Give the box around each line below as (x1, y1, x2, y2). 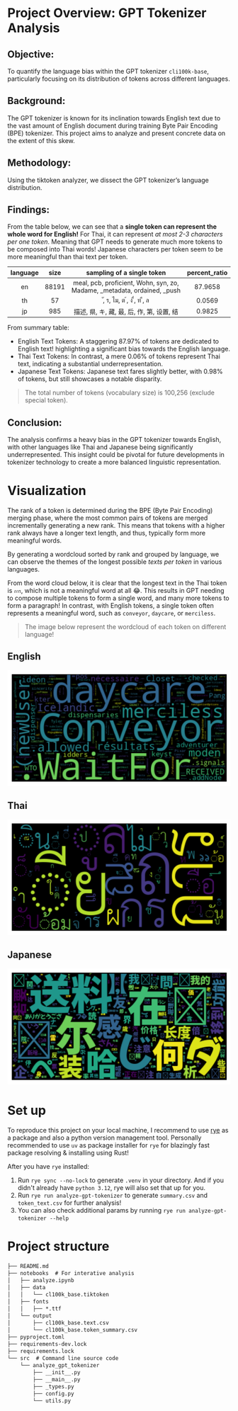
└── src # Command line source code (7, 1355, 119, 1362)
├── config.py (33, 1390, 74, 1398)
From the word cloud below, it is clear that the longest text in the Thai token (7, 579, 227, 587)
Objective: (7, 48, 55, 60)
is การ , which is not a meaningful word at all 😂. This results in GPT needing (7, 586, 225, 594)
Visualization (7, 483, 86, 499)
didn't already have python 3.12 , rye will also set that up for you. (17, 1184, 206, 1192)
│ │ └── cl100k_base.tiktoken (7, 1291, 110, 1298)
